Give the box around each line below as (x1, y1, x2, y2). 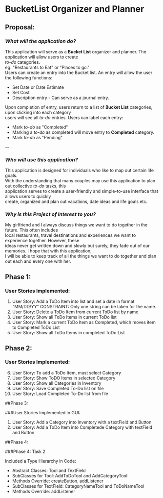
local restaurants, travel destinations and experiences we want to (5, 232, 136, 238)
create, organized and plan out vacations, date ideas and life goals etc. (5, 199, 148, 204)
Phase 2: (5, 344, 33, 352)
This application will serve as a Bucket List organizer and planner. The (5, 49, 146, 54)
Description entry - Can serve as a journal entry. (12, 95, 109, 100)
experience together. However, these (5, 238, 80, 244)
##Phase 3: (5, 400, 28, 406)
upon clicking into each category (5, 109, 71, 115)
